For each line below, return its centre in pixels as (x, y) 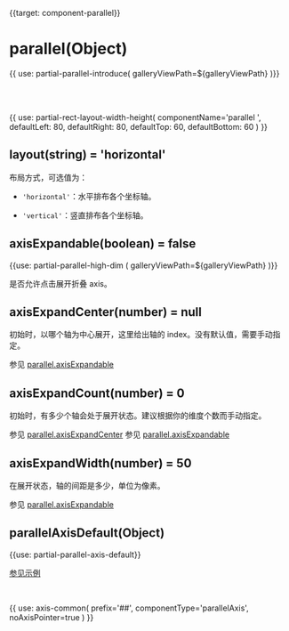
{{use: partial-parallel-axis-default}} (75, 554)
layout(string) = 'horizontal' (88, 155)
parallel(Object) (68, 49)
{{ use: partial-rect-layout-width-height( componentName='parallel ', (135, 117)
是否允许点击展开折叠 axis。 (61, 283)
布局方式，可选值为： (48, 177)
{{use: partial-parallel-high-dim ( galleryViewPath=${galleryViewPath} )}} (144, 265)
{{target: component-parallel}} (65, 13)
